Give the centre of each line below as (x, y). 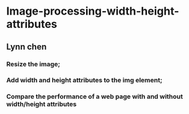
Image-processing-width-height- (93, 11)
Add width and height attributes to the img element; (84, 80)
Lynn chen (27, 47)
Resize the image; (33, 64)
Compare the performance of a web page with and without (95, 97)
